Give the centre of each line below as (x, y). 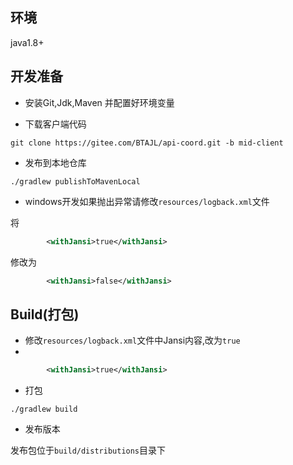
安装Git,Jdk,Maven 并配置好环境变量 (99, 102)
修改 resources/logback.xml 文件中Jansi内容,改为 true (132, 340)
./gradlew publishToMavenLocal (75, 181)
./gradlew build (44, 409)
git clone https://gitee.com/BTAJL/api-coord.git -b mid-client (147, 143)
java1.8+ (27, 42)
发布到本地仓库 (55, 162)
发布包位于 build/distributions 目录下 (88, 450)
